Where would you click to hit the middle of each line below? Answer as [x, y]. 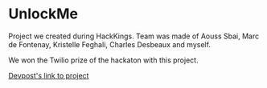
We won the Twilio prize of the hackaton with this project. [103, 60]
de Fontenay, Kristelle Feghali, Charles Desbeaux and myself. [110, 44]
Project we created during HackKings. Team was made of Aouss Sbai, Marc [134, 36]
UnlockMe [43, 14]
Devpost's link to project [49, 75]
